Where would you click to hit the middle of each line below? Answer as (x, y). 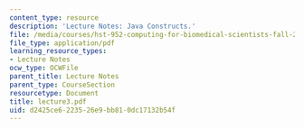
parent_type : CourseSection (62, 85)
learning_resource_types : (58, 51)
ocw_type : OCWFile (44, 69)
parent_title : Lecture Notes (64, 77)
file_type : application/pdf (62, 43)
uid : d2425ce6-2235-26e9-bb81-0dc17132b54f (93, 110)
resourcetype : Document (54, 93)
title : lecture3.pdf (48, 101)
